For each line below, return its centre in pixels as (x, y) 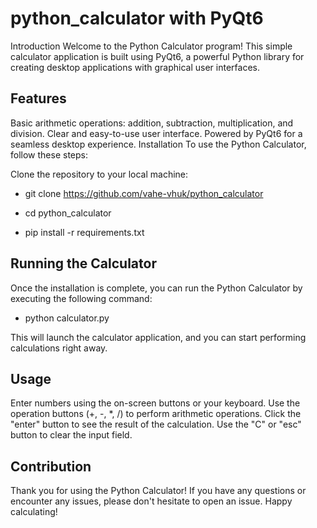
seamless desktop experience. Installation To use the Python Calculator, (158, 144)
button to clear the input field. (71, 435)
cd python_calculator (68, 213)
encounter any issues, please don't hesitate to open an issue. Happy (151, 501)
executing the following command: (81, 298)
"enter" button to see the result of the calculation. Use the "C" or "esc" (156, 424)
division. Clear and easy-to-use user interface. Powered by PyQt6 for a (156, 133)
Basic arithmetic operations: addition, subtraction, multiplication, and (152, 123)
